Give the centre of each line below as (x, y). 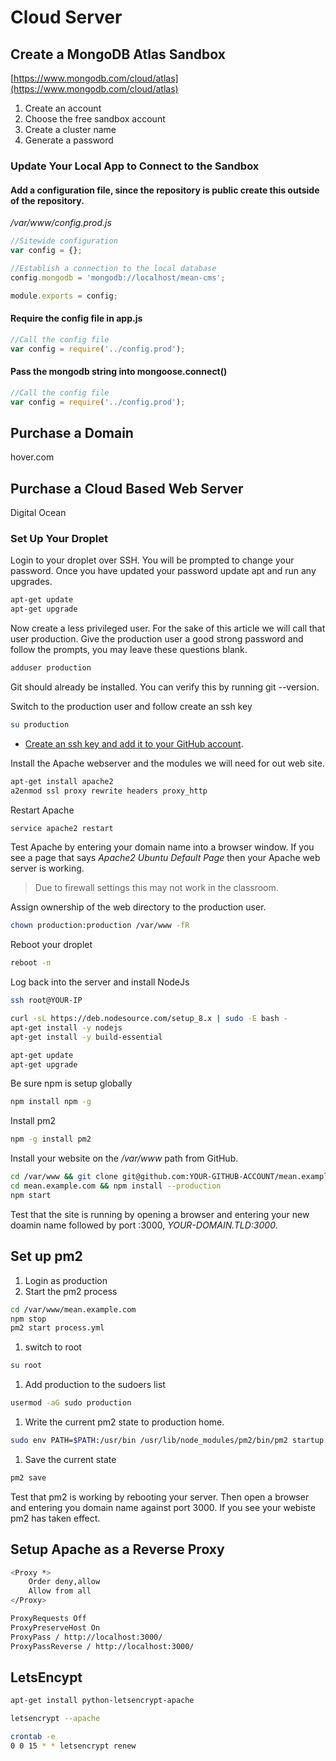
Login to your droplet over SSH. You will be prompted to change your (152, 560)
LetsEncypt (46, 1677)
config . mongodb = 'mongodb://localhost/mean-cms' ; (118, 277)
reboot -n (31, 963)
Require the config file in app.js (76, 318)
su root (26, 1366)
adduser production (51, 668)
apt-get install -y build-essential (86, 1037)
